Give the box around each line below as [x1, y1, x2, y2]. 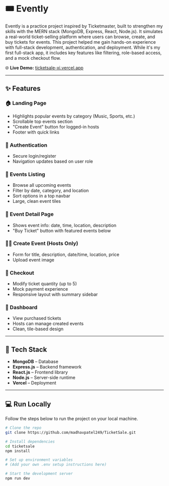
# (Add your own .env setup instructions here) [5, 462, 107, 467]
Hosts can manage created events [12, 321, 84, 327]
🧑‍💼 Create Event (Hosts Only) [5, 240, 78, 247]
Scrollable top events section [12, 118, 73, 125]
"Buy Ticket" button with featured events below [12, 227, 111, 233]
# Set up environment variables [5, 457, 73, 462]
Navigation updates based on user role [12, 158, 93, 164]
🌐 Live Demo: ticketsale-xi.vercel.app [5, 65, 84, 71]
